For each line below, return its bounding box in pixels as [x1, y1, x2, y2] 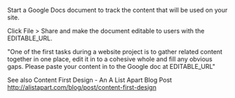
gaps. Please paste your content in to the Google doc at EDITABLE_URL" [7, 63, 216, 70]
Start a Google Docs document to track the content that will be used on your [7, 6, 228, 14]
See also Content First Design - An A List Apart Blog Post [7, 76, 173, 84]
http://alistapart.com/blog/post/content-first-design [7, 83, 156, 91]
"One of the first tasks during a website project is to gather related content [7, 48, 223, 56]
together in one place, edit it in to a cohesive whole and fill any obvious [7, 55, 213, 63]
